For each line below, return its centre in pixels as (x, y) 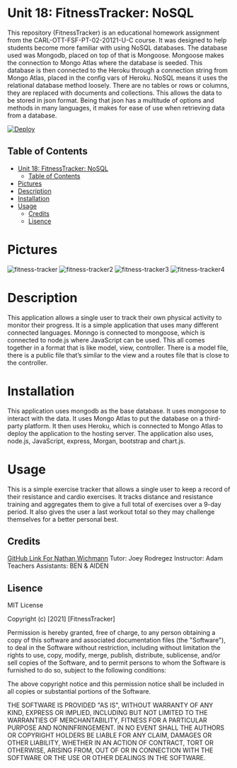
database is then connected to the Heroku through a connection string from (118, 70)
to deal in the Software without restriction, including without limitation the (114, 648)
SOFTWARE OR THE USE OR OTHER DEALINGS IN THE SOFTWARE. (106, 758)
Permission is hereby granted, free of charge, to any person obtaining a (111, 633)
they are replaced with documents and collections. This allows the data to (115, 93)
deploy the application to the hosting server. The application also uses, (110, 433)
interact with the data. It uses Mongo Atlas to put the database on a (105, 418)
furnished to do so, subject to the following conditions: (87, 670)
